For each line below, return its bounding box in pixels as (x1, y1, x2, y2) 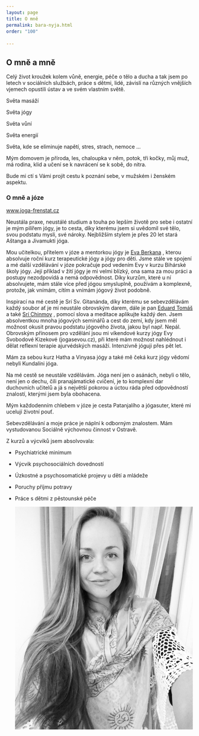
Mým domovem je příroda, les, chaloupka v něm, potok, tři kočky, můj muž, (6, 154, 190, 161)
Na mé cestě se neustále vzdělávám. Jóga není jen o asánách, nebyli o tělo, (6, 371, 191, 379)
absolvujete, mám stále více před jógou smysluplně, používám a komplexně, (6, 281, 192, 288)
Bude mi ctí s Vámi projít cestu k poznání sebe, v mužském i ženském (6, 172, 176, 179)
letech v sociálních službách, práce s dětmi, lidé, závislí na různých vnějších (6, 79, 192, 86)
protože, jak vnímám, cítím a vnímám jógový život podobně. (6, 286, 152, 294)
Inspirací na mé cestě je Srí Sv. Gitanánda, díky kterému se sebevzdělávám (6, 298, 189, 305)
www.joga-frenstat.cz (6, 207, 59, 214)
